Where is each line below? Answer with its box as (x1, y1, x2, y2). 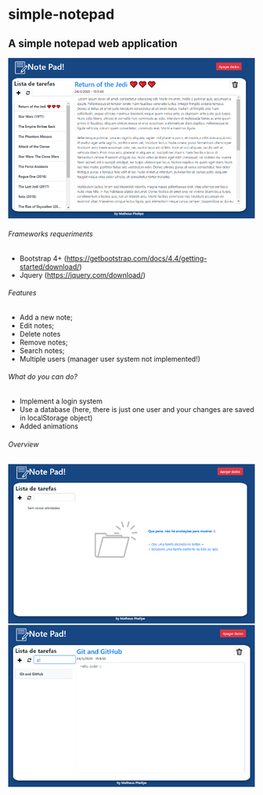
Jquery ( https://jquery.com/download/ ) (19, 270, 146, 279)
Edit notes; (19, 320, 55, 330)
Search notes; (19, 345, 65, 355)
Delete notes (19, 329, 61, 338)
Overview (8, 439, 39, 449)
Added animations (19, 421, 78, 431)
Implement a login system (19, 396, 103, 406)
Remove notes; (19, 337, 68, 347)
